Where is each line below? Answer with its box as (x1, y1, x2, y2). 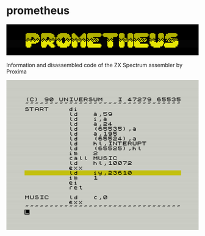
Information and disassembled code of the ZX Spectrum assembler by (6, 61, 183, 68)
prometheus (6, 4, 70, 18)
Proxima (6, 68, 27, 75)
